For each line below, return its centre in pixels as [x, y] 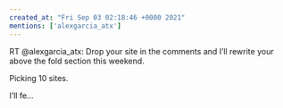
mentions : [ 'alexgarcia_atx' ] [66, 26]
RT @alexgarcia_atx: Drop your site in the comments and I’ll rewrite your [141, 51]
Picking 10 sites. [39, 78]
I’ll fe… [21, 96]
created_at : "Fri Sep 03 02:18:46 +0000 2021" [97, 17]
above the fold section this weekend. [77, 61]
